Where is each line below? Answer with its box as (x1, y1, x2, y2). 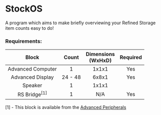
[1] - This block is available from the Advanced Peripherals (5, 104, 127, 110)
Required (120, 54, 142, 61)
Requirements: (5, 37, 42, 44)
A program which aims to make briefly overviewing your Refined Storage (5, 20, 156, 26)
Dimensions (86, 51, 115, 58)
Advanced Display (11, 74, 54, 81)
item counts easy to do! (5, 25, 54, 31)
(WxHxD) (89, 57, 112, 64)
